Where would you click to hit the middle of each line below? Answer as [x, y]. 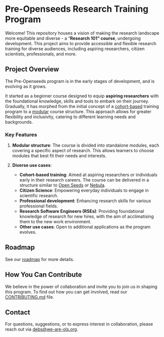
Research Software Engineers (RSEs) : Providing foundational [82, 211]
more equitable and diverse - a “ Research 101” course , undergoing [73, 38]
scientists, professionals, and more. [41, 54]
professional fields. [39, 206]
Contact [18, 312]
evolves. [28, 232]
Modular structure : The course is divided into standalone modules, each [86, 145]
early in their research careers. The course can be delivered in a [84, 180]
